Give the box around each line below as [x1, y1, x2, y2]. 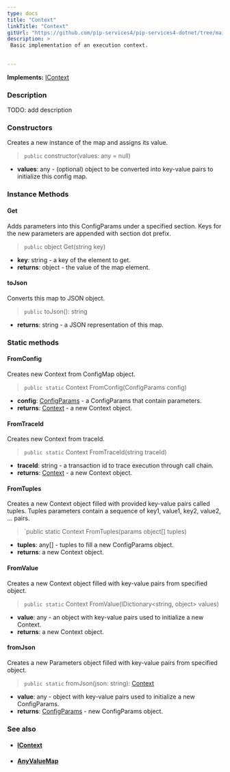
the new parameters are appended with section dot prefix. [7, 229, 171, 237]
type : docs [7, 10, 38, 17]
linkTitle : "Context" [7, 23, 69, 30]
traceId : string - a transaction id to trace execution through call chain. [16, 461, 214, 470]
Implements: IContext [7, 73, 70, 81]
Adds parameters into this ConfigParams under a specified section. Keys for [7, 222, 222, 230]
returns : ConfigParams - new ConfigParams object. [16, 707, 163, 715]
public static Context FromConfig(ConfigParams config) [23, 383, 187, 391]
